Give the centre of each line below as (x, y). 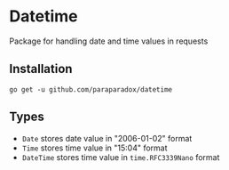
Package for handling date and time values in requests (109, 41)
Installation (41, 69)
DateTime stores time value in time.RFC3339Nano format (121, 157)
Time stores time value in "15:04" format (95, 148)
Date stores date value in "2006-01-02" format (107, 138)
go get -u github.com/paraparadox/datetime (91, 89)
